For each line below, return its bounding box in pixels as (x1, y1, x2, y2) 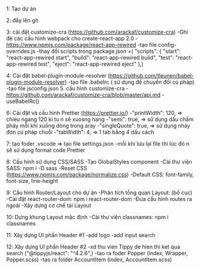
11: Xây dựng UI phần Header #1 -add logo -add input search (6, 232, 156, 238)
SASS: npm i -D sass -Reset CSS (6, 165, 88, 172)
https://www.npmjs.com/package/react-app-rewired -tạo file (6, 42, 157, 48)
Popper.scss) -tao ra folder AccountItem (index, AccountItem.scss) (6, 256, 172, 263)
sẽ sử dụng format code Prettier (6, 147, 85, 153)
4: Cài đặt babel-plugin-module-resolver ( (6, 72, 110, 79)
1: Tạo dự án (6, 5, 37, 12)
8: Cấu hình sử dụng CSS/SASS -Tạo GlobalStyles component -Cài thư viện (6, 158, 192, 165)
